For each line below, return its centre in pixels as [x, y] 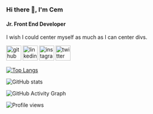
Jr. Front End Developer [36, 24]
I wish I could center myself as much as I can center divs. [77, 37]
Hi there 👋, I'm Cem [35, 10]
